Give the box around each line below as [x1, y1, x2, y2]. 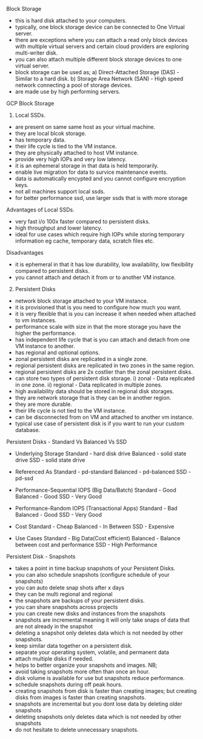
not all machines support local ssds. [15, 188, 105, 195]
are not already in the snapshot [15, 623, 93, 630]
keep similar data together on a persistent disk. [15, 642, 133, 649]
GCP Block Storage [6, 100, 55, 107]
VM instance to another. [15, 343, 75, 349]
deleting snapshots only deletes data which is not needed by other [15, 713, 182, 720]
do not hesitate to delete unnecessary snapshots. [15, 726, 139, 733]
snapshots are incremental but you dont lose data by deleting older [15, 700, 183, 707]
